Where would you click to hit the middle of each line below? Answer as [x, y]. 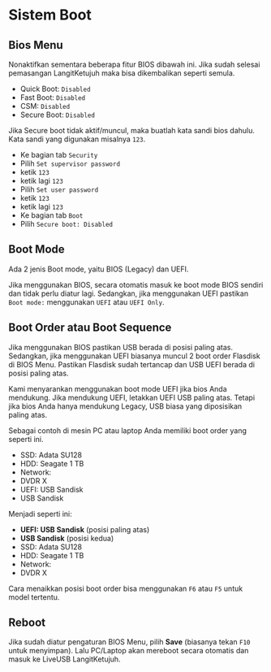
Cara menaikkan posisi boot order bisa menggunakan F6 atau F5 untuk [126, 588]
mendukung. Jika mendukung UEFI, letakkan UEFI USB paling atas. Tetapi [132, 397]
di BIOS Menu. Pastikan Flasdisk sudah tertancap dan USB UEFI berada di [132, 364]
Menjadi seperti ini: [41, 514]
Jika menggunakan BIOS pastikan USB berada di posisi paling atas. [121, 347]
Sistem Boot [50, 15]
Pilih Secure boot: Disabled [67, 224]
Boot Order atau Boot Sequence [90, 328]
